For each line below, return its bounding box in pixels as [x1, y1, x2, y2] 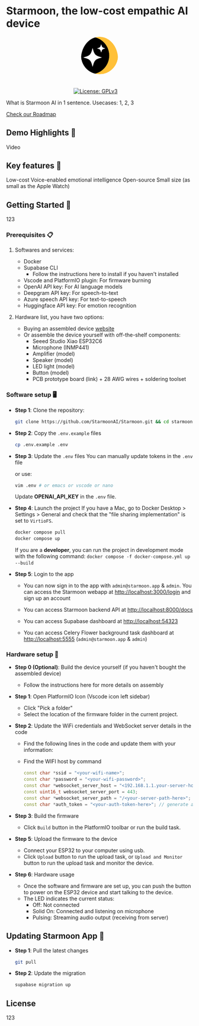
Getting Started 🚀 [6, 200, 72, 210]
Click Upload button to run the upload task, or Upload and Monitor [23, 853, 183, 860]
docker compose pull [14, 529, 66, 535]
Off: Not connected [32, 901, 80, 909]
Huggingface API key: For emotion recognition [23, 302, 137, 309]
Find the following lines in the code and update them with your [23, 740, 176, 747]
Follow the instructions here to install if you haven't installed [32, 271, 179, 278]
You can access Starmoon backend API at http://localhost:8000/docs [23, 606, 193, 614]
